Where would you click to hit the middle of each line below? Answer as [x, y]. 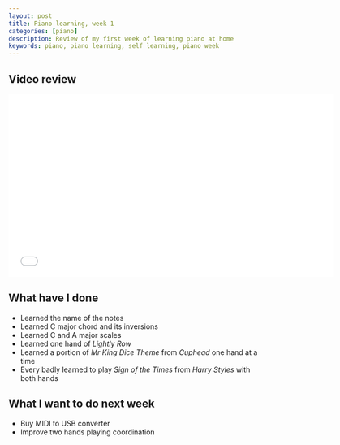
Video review [43, 79]
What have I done [54, 298]
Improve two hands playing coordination [88, 432]
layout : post [30, 16]
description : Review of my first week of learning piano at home [121, 39]
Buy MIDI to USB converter [65, 423]
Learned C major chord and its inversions [89, 326]
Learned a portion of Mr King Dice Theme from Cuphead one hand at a [139, 352]
